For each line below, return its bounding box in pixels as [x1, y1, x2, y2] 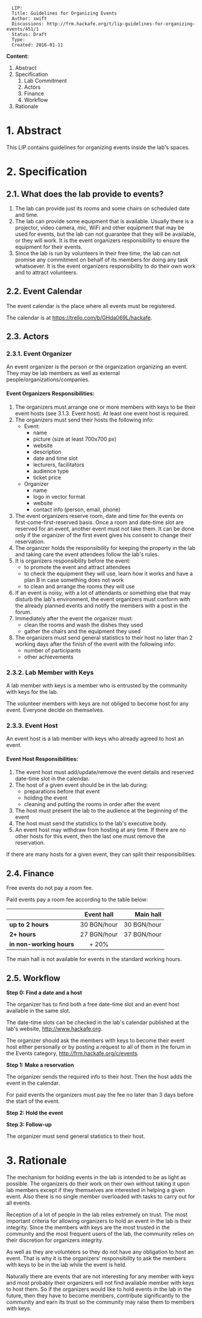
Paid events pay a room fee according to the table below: [6, 896, 148, 903]
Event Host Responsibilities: [6, 755, 78, 762]
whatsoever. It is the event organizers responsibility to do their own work [14, 262, 196, 270]
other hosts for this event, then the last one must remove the [14, 833, 166, 840]
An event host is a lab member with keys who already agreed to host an [6, 735, 184, 742]
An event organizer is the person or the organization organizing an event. [6, 363, 188, 370]
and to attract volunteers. [14, 268, 78, 276]
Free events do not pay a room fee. [6, 884, 93, 892]
